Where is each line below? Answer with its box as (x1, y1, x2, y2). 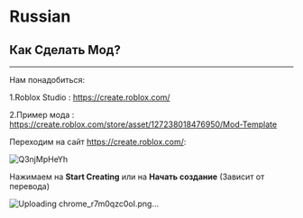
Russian (9, 6, 71, 27)
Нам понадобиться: (9, 75, 86, 85)
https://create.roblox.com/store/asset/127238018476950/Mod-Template (9, 119, 278, 130)
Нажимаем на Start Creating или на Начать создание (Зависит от (9, 171, 265, 182)
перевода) (9, 181, 50, 191)
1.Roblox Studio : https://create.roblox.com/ (9, 92, 170, 103)
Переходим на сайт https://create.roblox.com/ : (9, 137, 187, 147)
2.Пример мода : (9, 110, 75, 120)
